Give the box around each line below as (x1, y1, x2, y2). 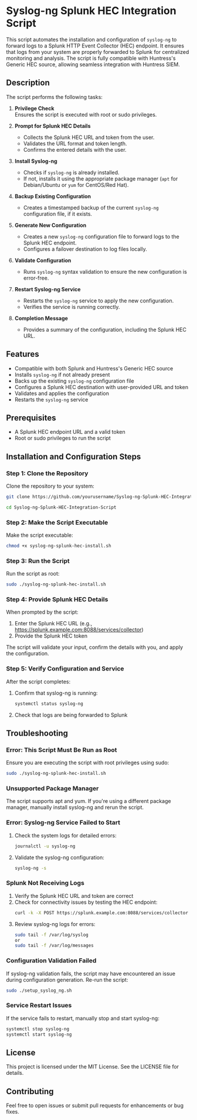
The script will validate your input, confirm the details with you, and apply (6, 644, 184, 651)
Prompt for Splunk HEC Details (14, 122, 91, 130)
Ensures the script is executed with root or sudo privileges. (14, 111, 157, 118)
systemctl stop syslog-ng (6, 1026, 69, 1032)
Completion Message (14, 315, 69, 322)
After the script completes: (6, 678, 71, 685)
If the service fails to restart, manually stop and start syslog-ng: (6, 1015, 159, 1022)
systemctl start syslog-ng (6, 1032, 72, 1037)
